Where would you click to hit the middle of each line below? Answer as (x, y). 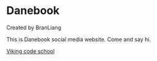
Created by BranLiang (34, 27)
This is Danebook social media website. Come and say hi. (79, 39)
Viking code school (31, 51)
